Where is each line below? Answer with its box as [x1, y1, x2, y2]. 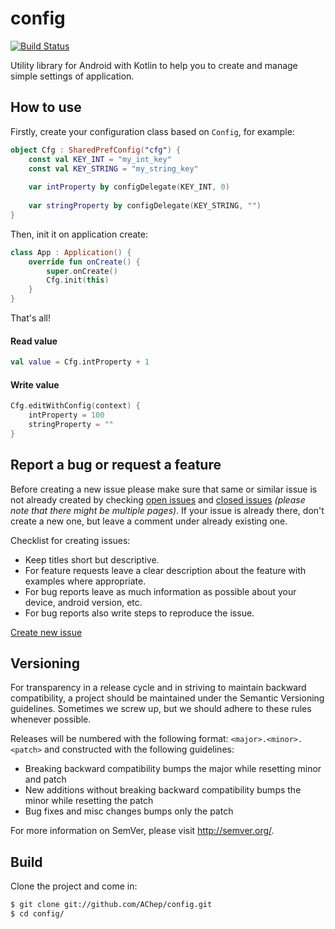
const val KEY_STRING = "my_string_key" [28, 163, 199, 174]
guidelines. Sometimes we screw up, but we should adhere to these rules [10, 703, 312, 715]
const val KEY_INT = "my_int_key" [28, 154, 172, 164]
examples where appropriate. [24, 575, 147, 587]
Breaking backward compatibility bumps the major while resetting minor [24, 763, 322, 775]
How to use [10, 99, 82, 116]
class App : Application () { [10, 247, 132, 257]
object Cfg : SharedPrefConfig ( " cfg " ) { [10, 145, 182, 155]
